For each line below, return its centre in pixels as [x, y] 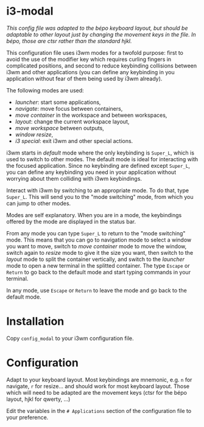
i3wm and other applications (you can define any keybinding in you [90, 72]
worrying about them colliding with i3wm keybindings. [74, 178]
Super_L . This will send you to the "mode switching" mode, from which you [100, 196]
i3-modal [30, 11]
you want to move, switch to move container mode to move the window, [97, 246]
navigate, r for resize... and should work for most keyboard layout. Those [98, 386]
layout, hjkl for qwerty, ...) [38, 399]
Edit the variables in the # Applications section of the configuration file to [99, 411]
